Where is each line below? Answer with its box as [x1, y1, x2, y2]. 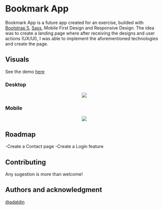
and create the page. [5, 40, 49, 46]
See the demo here [5, 68, 45, 74]
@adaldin [5, 198, 25, 205]
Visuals [5, 55, 29, 64]
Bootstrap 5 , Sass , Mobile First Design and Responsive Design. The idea [5, 24, 154, 30]
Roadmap [5, 130, 36, 138]
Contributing [5, 158, 46, 166]
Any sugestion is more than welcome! [5, 171, 83, 177]
